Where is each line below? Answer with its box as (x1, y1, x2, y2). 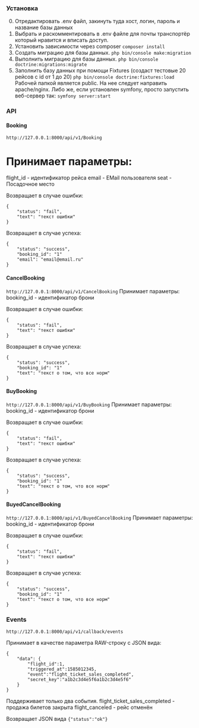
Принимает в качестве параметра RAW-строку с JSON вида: (6, 640, 162, 647)
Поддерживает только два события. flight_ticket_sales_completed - (6, 698, 175, 705)
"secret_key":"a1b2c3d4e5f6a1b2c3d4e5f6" (27, 677, 132, 683)
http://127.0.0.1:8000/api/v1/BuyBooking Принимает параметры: (6, 401, 172, 408)
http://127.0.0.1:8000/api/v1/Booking (6, 135, 102, 141)
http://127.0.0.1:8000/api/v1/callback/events (6, 629, 124, 635)
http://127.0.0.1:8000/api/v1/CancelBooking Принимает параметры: (6, 287, 180, 295)
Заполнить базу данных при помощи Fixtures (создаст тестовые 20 (14, 67, 186, 74)
